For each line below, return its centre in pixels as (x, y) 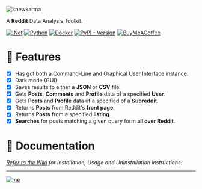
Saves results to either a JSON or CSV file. (68, 87)
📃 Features (34, 57)
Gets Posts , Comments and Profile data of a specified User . (90, 94)
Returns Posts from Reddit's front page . (65, 108)
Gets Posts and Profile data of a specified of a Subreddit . (87, 101)
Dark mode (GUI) (36, 80)
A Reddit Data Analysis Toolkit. (44, 21)
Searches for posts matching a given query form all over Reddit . (95, 121)
